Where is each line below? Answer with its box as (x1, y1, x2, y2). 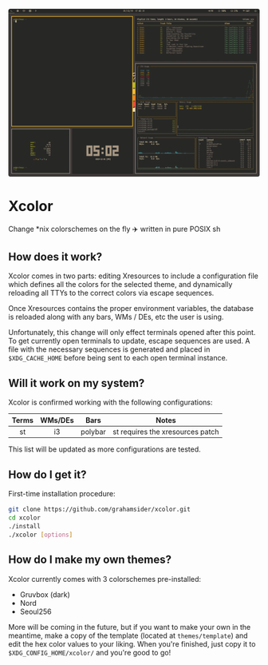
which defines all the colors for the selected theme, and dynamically (8, 280, 233, 289)
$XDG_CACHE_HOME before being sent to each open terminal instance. (8, 353, 228, 363)
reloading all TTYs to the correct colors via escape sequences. (8, 289, 215, 298)
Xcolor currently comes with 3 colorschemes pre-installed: (8, 574, 202, 583)
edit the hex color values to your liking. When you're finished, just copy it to (8, 639, 256, 648)
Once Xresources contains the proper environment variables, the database (8, 304, 254, 313)
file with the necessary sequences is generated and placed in (8, 344, 211, 354)
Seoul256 (19, 607, 52, 616)
